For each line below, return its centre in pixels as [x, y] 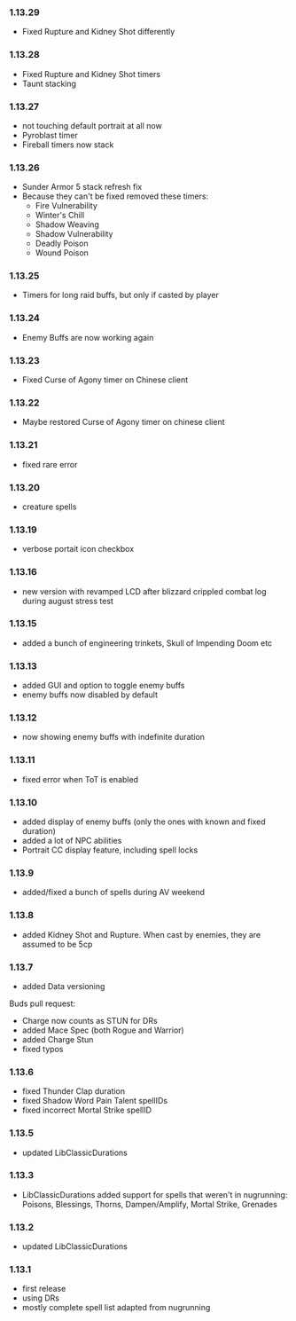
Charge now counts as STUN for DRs [90, 1020]
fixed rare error [50, 464]
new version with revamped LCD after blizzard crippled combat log [144, 591]
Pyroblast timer [50, 135]
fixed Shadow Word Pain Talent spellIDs [95, 1101]
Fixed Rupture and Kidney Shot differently [98, 32]
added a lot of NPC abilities [72, 841]
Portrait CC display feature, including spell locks [110, 850]
